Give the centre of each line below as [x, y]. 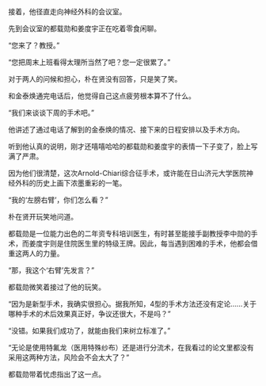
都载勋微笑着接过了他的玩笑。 [57, 287]
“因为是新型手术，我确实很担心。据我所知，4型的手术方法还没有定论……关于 [133, 304]
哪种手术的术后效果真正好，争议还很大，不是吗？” [90, 314]
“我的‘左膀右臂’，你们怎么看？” [58, 200]
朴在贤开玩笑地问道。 [43, 217]
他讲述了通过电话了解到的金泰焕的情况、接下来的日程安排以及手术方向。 [126, 130]
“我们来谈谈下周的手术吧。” [51, 113]
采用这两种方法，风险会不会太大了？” [69, 357]
